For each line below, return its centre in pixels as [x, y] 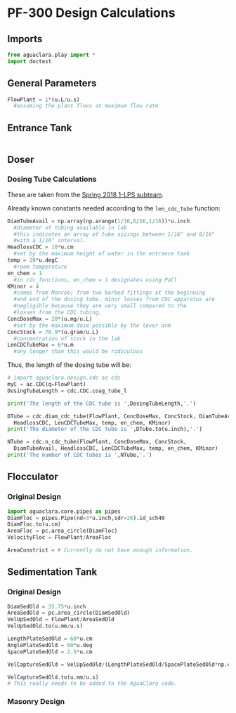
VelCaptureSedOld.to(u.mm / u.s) [53, 677]
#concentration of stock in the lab [67, 338]
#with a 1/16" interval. [50, 241]
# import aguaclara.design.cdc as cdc [64, 378]
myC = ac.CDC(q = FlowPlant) [47, 385]
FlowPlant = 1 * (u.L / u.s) [44, 100]
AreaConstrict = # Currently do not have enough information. [100, 550]
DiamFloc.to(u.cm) [34, 524]
